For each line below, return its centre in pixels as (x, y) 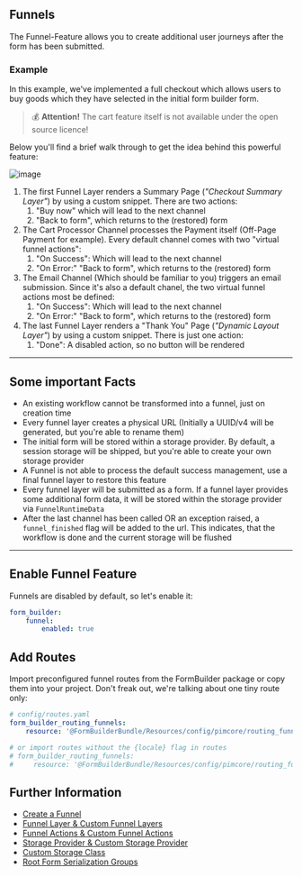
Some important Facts (73, 382)
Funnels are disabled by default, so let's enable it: (101, 596)
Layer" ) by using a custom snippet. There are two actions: (130, 201)
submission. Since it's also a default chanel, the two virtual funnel (144, 287)
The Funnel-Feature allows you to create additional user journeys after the (147, 36)
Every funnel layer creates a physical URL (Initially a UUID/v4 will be (148, 422)
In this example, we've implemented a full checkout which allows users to (145, 89)
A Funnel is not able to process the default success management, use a (155, 470)
